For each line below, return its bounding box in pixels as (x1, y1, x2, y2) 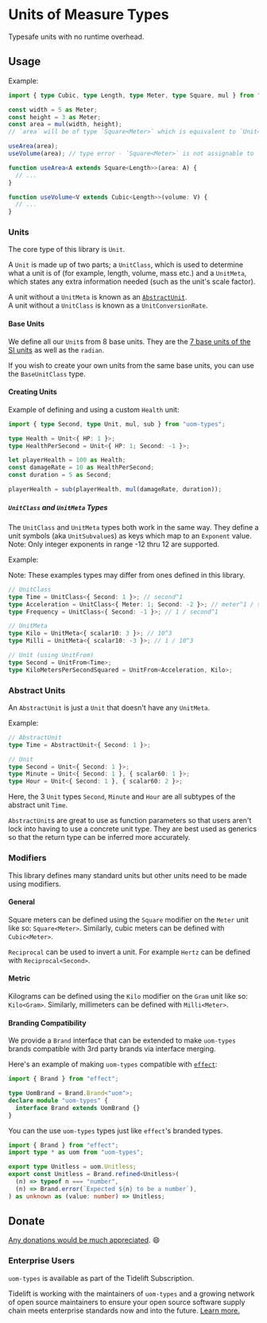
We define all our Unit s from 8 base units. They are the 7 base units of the (8, 336, 251, 346)
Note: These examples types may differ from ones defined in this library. (8, 570, 246, 579)
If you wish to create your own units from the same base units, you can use (8, 360, 254, 370)
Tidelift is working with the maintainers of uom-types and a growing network (8, 1289, 255, 1298)
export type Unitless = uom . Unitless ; (8, 1162, 137, 1171)
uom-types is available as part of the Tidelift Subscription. (8, 1273, 195, 1282)
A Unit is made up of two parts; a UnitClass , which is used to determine (8, 260, 244, 269)
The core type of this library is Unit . (8, 245, 126, 254)
